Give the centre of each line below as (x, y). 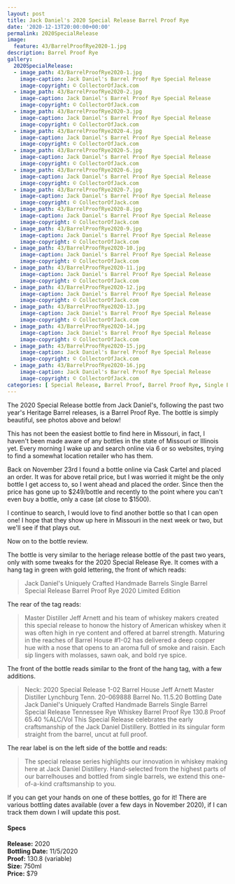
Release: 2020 (29, 843)
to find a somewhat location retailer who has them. (80, 455)
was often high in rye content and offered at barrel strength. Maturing (124, 633)
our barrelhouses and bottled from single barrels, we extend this (117, 776)
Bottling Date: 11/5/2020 (43, 851)
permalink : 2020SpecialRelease (53, 33)
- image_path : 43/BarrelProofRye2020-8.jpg (78, 209)
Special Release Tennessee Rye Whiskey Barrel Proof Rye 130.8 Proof (125, 712)
